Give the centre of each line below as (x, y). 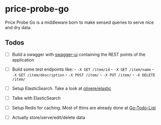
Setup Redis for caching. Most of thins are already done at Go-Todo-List (84, 108)
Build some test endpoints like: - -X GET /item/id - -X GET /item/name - (83, 69)
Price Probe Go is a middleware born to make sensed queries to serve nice (80, 22)
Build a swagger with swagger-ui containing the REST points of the (79, 54)
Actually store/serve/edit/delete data (49, 118)
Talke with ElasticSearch (36, 98)
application (23, 60)
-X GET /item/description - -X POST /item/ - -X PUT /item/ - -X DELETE (84, 75)
